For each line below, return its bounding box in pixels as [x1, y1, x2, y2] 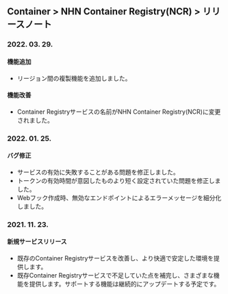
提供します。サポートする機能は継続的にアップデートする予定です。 [29, 280, 220, 288]
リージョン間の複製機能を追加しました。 [16, 74, 131, 82]
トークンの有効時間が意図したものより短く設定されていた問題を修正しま [16, 176, 221, 184]
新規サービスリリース [7, 238, 67, 246]
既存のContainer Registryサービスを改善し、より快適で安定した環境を [16, 254, 214, 262]
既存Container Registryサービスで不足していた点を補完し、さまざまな [16, 271, 214, 279]
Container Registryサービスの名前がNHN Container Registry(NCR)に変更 [16, 108, 221, 116]
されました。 [16, 116, 53, 124]
